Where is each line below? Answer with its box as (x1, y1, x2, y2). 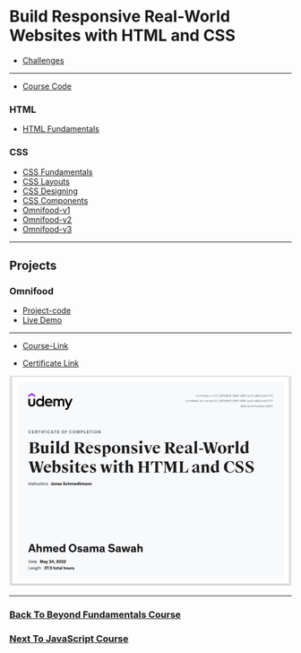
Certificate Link (21, 358, 80, 369)
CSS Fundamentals (21, 166, 93, 177)
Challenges (21, 55, 64, 65)
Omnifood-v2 (21, 213, 73, 225)
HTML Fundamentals (21, 124, 100, 135)
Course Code (21, 81, 72, 91)
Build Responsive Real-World (9, 6, 231, 27)
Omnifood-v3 (21, 223, 73, 234)
